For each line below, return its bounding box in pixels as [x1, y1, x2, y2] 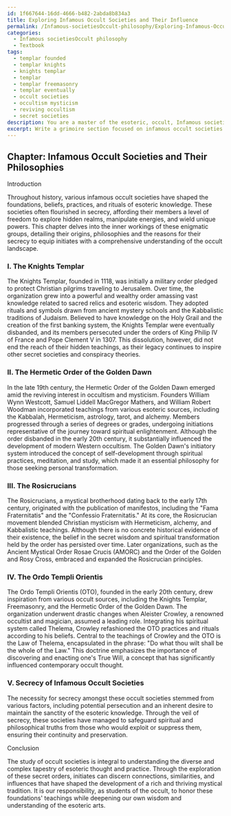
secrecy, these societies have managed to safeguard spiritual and [7, 715, 194, 724]
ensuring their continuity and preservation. [7, 731, 129, 739]
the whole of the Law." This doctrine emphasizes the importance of [7, 647, 197, 655]
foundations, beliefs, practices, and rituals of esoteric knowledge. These [7, 200, 212, 209]
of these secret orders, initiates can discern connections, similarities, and [7, 772, 215, 780]
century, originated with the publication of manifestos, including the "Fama [7, 504, 219, 512]
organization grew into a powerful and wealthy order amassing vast [7, 292, 198, 300]
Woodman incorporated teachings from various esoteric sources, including [7, 405, 220, 413]
